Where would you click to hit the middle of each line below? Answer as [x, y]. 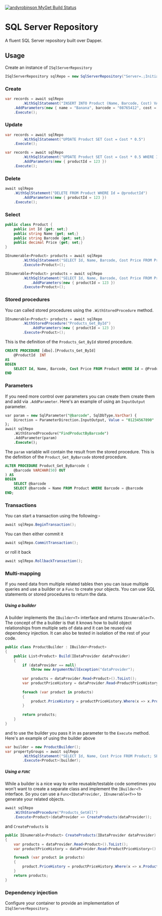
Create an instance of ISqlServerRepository [49, 67]
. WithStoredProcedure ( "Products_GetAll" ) [56, 813]
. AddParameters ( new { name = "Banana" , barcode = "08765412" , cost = [85, 108]
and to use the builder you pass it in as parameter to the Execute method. [77, 733]
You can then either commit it [34, 534]
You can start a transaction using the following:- [53, 516]
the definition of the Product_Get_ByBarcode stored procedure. [66, 457]
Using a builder [20, 605]
